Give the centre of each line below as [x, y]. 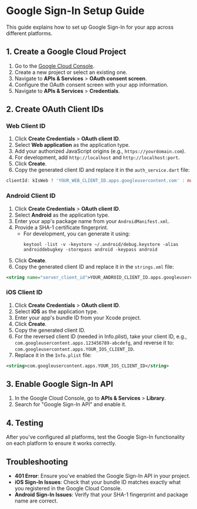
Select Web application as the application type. [72, 145]
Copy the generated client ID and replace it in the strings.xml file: [94, 267]
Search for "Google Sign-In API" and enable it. [70, 404]
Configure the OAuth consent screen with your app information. [91, 85]
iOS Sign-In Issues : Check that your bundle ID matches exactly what [98, 482]
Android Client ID [31, 196]
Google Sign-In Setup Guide [75, 11]
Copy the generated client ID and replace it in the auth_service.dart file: [102, 170]
